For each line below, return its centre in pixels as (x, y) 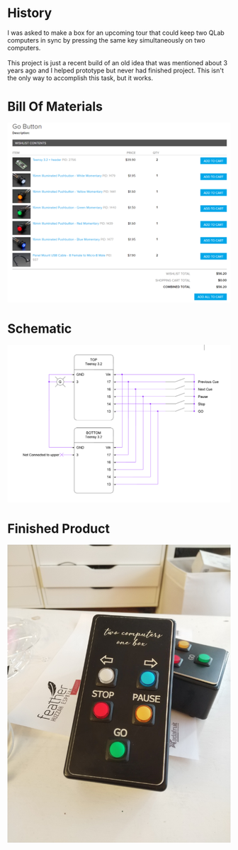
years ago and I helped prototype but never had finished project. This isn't (116, 70)
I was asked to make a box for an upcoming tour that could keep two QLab (116, 33)
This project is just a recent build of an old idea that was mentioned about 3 (118, 62)
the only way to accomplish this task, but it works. (80, 78)
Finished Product (58, 528)
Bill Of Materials (55, 107)
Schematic (40, 329)
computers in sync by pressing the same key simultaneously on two (106, 40)
